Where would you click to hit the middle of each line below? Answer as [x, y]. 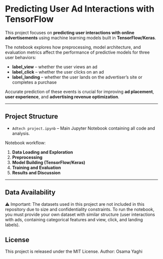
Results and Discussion [36, 172]
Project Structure [32, 116]
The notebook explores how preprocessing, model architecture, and [73, 47]
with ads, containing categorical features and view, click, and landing [74, 219]
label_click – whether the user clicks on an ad [58, 72]
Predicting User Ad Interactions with [80, 9]
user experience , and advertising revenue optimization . [62, 97]
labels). [12, 225]
